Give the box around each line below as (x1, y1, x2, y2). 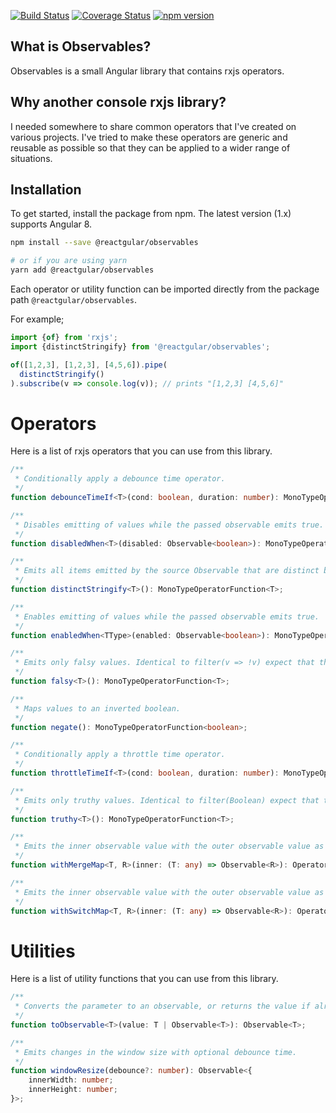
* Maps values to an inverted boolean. (14, 703, 182, 714)
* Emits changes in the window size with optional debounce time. (14, 1047, 298, 1057)
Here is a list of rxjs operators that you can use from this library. (10, 445, 273, 457)
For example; (10, 313, 65, 325)
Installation (10, 181, 82, 199)
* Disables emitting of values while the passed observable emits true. (14, 520, 325, 530)
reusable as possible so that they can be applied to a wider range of (10, 141, 291, 154)
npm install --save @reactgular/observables (10, 238, 199, 248)
